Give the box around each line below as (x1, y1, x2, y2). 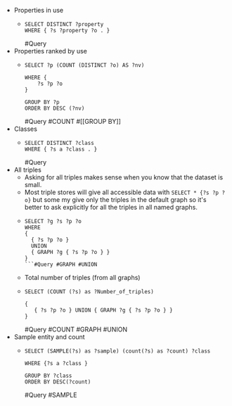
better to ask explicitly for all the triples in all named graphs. (24, 203, 198, 211)
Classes (13, 125, 37, 133)
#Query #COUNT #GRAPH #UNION (24, 325, 128, 334)
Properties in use (13, 6, 64, 14)
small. (24, 181, 42, 189)
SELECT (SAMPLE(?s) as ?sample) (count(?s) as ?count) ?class (24, 348, 211, 355)
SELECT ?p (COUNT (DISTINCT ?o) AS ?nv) (24, 62, 145, 69)
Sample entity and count (13, 333, 86, 341)
